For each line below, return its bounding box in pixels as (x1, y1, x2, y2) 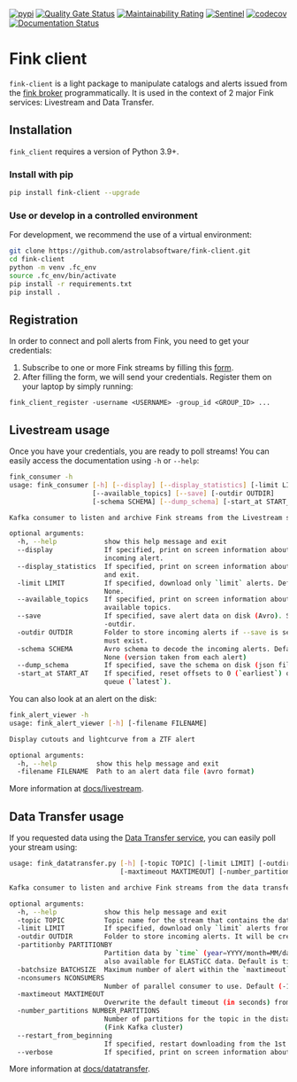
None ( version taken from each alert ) (103, 652, 247, 662)
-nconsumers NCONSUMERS (17, 973, 104, 983)
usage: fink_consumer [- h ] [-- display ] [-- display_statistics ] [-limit (9, 480, 278, 489)
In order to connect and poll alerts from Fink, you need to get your (9, 336, 250, 346)
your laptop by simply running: (21, 381, 133, 392)
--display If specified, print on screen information (17, 546, 267, 555)
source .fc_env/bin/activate (9, 271, 117, 280)
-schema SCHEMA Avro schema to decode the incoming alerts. (17, 644, 271, 653)
